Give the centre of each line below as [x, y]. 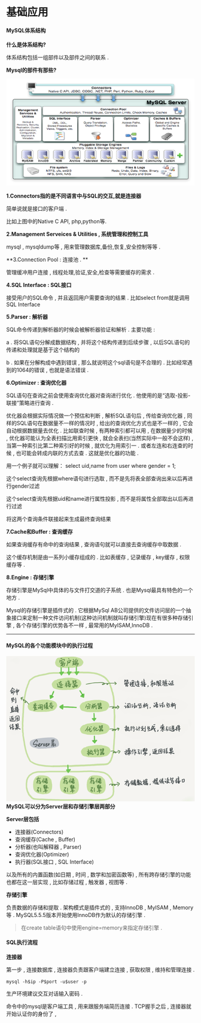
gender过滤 [25, 486]
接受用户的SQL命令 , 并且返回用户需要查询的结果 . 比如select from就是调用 [98, 298]
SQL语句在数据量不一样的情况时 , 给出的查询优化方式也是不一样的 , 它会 [105, 423]
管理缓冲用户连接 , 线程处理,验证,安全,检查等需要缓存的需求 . [80, 272]
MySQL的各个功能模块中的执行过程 [50, 646]
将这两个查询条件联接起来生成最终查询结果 [59, 519]
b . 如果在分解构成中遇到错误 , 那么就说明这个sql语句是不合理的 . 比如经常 [97, 362]
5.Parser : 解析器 [27, 317]
